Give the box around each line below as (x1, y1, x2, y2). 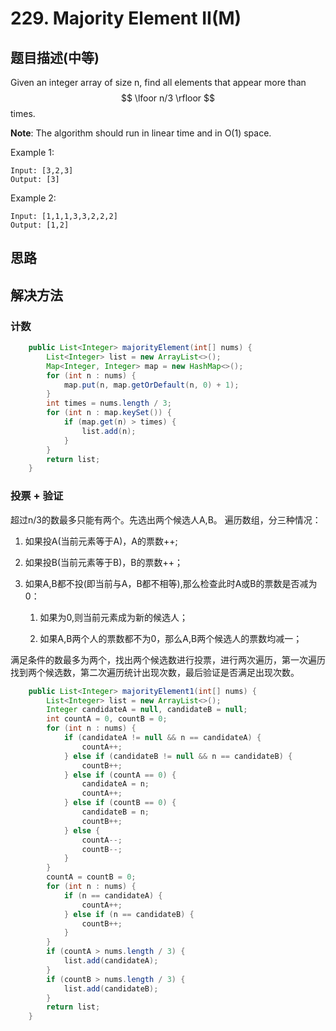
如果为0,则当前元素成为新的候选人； (39, 611, 189, 623)
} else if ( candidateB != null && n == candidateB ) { (63, 751, 293, 761)
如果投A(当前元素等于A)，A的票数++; (24, 535, 178, 547)
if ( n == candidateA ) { (63, 890, 163, 901)
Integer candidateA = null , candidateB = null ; (46, 705, 248, 715)
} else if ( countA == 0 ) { (63, 770, 177, 780)
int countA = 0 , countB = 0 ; (46, 714, 168, 724)
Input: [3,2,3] (10, 166, 74, 176)
